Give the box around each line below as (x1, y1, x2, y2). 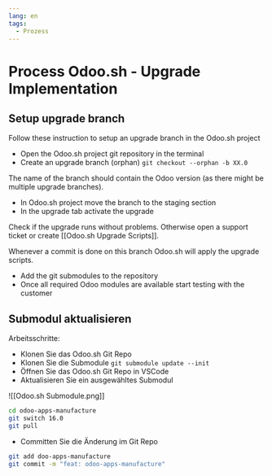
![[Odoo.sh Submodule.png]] (8, 391, 105, 401)
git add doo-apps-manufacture (8, 452, 112, 461)
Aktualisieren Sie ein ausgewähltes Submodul (20, 375, 173, 385)
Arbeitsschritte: (8, 334, 60, 343)
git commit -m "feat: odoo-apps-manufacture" (8, 460, 165, 468)
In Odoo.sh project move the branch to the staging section (20, 198, 217, 207)
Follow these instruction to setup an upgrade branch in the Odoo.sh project (8, 133, 261, 143)
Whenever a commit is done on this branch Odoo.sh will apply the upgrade (8, 247, 260, 256)
